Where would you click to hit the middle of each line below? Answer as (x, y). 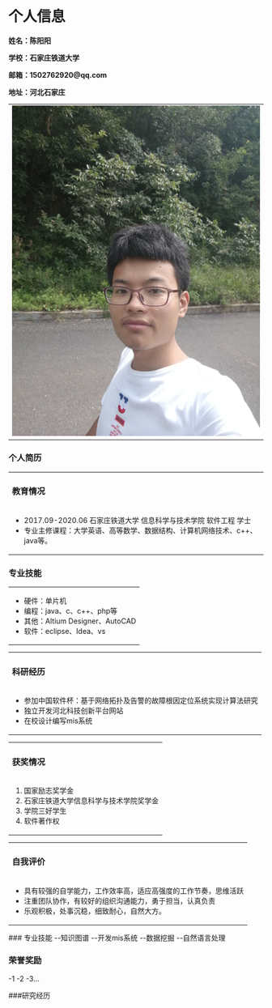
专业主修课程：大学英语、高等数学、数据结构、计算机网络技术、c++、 (140, 530)
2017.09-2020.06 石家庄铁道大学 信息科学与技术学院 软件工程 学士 (138, 521)
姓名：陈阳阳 (30, 40)
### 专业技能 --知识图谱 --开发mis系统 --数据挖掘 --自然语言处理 (117, 938)
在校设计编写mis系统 (58, 721)
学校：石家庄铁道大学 (44, 57)
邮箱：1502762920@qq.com (58, 74)
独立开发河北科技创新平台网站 (74, 711)
